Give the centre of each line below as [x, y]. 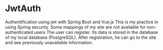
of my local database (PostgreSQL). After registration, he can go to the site [81, 37]
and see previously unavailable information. [49, 42]
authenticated [19, 32]
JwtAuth [23, 8]
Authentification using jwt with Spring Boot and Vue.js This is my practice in [82, 22]
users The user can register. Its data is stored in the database [96, 32]
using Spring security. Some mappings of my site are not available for [75, 27]
